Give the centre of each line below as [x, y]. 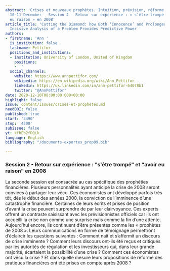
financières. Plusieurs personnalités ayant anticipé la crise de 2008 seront [82, 187]
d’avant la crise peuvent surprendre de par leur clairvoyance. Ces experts [82, 209]
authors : [14, 34]
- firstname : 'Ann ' [27, 39]
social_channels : [28, 72]
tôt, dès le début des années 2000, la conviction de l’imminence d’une [78, 198]
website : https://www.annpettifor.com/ [56, 76]
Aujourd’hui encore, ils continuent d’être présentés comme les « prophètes [83, 225]
